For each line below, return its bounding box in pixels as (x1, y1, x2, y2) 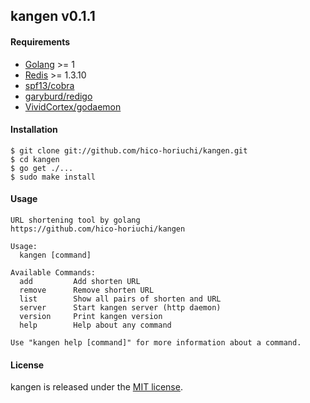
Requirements (10, 35, 71, 48)
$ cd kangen (10, 154, 60, 164)
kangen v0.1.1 (10, 8, 96, 25)
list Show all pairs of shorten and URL (19, 294, 222, 304)
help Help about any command (19, 320, 172, 330)
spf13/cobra (24, 79, 75, 91)
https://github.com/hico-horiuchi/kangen (10, 224, 186, 234)
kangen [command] (19, 250, 92, 260)
